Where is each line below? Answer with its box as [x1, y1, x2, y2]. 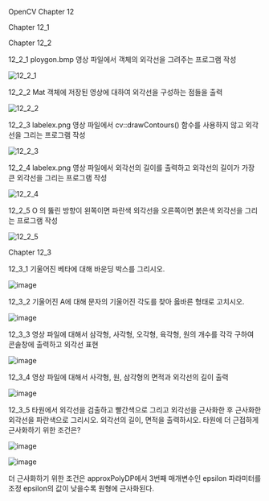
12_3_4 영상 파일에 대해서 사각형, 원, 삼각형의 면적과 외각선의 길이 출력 [8, 372, 229, 382]
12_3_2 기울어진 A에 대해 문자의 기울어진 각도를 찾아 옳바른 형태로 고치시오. [8, 297, 245, 306]
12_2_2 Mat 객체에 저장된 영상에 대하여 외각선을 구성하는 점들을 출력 [8, 88, 223, 97]
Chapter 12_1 [8, 23, 50, 31]
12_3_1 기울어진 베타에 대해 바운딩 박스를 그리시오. [8, 264, 165, 273]
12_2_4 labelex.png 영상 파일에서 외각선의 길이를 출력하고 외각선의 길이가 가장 [8, 163, 255, 172]
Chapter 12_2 [8, 38, 52, 48]
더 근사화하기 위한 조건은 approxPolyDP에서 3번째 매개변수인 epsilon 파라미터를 [8, 474, 262, 482]
